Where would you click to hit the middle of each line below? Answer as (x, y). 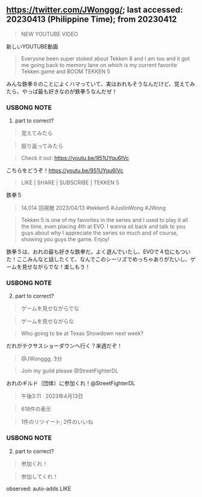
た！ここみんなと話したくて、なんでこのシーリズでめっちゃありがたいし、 (99, 259)
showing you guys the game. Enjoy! (65, 239)
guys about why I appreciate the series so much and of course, (99, 233)
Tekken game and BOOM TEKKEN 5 (65, 71)
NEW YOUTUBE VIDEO (49, 34)
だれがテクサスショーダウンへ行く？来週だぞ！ (64, 346)
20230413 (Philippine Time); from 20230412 (92, 20)
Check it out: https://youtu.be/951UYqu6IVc (75, 158)
